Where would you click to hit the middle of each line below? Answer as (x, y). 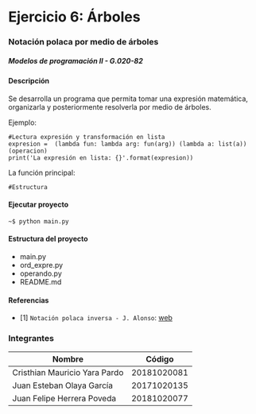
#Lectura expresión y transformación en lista (87, 137)
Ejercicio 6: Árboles (74, 17)
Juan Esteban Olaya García (63, 385)
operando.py (41, 273)
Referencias (29, 300)
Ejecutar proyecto (39, 205)
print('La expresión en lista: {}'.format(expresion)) (101, 158)
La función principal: (42, 172)
